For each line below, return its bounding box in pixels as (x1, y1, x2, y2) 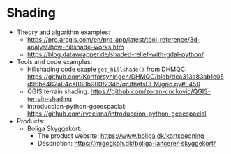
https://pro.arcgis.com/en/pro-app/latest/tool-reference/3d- (27, 35, 200, 43)
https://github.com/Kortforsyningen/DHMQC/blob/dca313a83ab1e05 (27, 72, 224, 81)
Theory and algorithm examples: (16, 28, 110, 36)
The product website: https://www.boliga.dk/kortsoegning (37, 131, 204, 140)
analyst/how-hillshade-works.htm (27, 43, 124, 51)
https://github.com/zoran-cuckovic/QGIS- (90, 87, 211, 95)
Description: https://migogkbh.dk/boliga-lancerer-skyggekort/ (37, 139, 216, 147)
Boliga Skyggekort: (27, 124, 82, 132)
